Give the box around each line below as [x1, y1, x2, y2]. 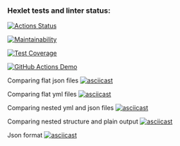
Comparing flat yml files [7, 90, 77, 99]
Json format [7, 131, 43, 140]
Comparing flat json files [7, 76, 79, 85]
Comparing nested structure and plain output [7, 117, 139, 126]
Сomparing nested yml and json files [7, 104, 114, 112]
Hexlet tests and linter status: [7, 6, 111, 16]
